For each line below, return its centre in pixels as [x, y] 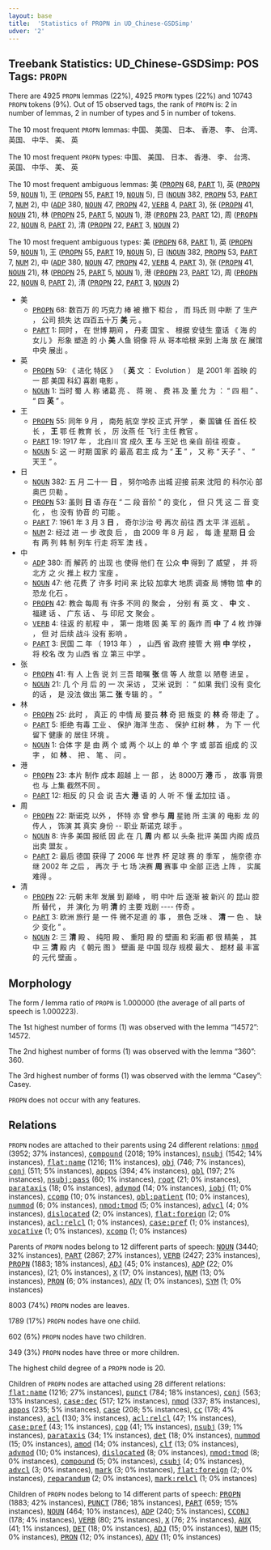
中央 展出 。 [52, 350]
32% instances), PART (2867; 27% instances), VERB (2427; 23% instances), [134, 1255]
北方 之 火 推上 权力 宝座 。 [77, 573]
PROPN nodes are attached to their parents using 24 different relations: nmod [133, 1144]
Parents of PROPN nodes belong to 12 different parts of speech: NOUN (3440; [133, 1246]
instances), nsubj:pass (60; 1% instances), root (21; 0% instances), [125, 1179]
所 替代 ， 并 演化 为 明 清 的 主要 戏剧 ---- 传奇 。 [116, 907]
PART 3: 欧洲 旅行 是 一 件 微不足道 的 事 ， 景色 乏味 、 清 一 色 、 [142, 917]
